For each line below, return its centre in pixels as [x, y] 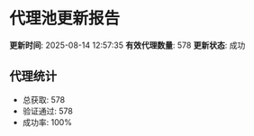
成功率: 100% [47, 122]
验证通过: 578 [48, 111]
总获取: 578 [44, 99]
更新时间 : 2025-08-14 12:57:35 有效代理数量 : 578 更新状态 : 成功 [127, 45]
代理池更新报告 [65, 18]
